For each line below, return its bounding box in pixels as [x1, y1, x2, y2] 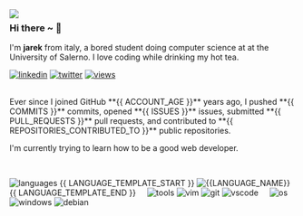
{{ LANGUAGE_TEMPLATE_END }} [9, 187, 136, 198]
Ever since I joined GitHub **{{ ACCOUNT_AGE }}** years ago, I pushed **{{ [9, 97, 295, 108]
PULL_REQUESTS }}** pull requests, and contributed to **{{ [9, 116, 234, 127]
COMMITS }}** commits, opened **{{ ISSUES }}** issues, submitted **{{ [9, 106, 281, 117]
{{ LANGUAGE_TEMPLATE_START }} [59, 178, 195, 189]
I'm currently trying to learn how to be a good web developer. [9, 143, 239, 154]
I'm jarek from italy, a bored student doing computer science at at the [9, 42, 269, 53]
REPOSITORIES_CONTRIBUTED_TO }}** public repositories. [9, 126, 231, 136]
